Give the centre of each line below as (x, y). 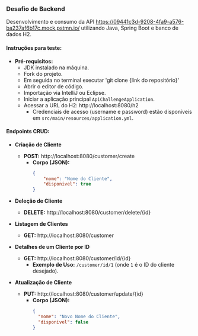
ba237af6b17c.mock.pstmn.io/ (43, 28)
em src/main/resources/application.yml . (83, 118)
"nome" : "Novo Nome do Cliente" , (79, 317)
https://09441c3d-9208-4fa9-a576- (140, 22)
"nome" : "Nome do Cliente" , (78, 179)
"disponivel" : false (63, 322)
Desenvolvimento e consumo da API (50, 22)
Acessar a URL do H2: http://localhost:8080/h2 (81, 105)
